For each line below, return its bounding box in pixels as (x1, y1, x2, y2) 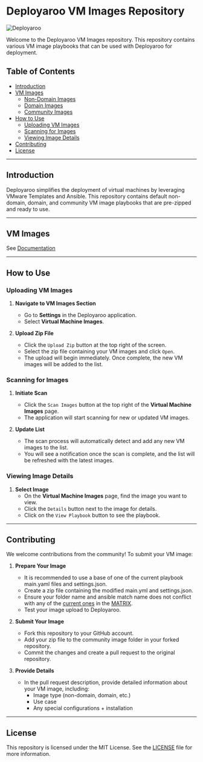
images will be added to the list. (24, 361, 103, 368)
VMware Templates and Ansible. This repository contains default (6, 192, 167, 200)
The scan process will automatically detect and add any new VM (24, 438, 185, 445)
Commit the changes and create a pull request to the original (24, 649, 175, 656)
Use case (33, 698, 57, 706)
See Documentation (6, 245, 56, 252)
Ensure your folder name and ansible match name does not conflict (24, 593, 192, 600)
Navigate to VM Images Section (14, 300, 97, 307)
